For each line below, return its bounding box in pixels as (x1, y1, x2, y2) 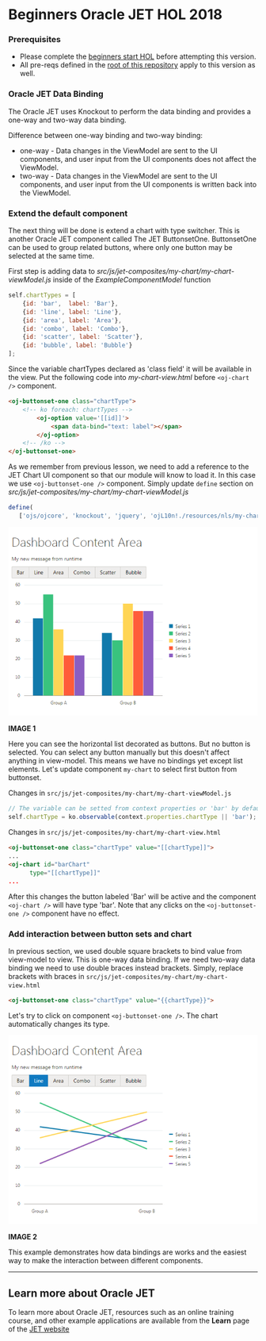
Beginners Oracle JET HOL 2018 (8, 6, 223, 24)
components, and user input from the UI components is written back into (19, 179, 257, 189)
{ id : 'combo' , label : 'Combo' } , (22, 325, 129, 332)
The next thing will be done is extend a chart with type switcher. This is (8, 226, 240, 236)
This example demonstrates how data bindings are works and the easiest (8, 1247, 247, 1257)
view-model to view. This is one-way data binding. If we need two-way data (8, 955, 256, 964)
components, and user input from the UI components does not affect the (19, 154, 257, 163)
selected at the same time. (8, 252, 95, 261)
